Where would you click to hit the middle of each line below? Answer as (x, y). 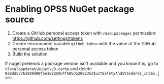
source (20, 19)
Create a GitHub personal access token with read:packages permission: (84, 33)
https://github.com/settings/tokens (48, 38)
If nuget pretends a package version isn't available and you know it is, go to (82, 63)
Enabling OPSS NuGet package (70, 9)
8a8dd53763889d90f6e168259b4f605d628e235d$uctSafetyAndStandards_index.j (82, 73)
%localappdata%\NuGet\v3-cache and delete (49, 69)
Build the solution (30, 54)
